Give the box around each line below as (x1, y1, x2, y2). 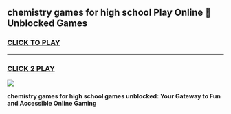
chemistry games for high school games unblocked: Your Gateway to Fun (7, 91, 221, 100)
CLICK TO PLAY (7, 38, 60, 48)
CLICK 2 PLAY (7, 63, 55, 73)
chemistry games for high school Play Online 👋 (7, 7, 212, 18)
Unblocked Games (7, 18, 88, 29)
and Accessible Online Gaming (7, 99, 97, 107)
